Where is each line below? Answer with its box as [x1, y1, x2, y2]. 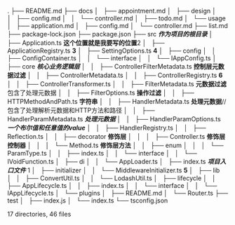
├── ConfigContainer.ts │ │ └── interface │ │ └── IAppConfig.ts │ [7, 54, 217, 62]
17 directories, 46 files [7, 210, 72, 218]
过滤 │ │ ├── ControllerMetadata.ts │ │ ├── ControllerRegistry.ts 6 [13, 71, 223, 79]
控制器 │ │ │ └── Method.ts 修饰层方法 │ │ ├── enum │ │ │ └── [7, 141, 224, 149]
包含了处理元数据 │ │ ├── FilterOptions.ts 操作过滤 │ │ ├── [7, 88, 194, 97]
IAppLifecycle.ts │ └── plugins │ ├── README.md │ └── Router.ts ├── [7, 189, 229, 197]
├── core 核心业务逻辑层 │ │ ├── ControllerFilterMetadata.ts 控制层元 [7, 62, 219, 70]
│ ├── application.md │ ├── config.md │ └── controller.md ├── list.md [7, 22, 228, 29]
